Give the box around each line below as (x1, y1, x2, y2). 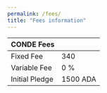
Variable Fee (11, 63, 53, 73)
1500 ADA (61, 74, 96, 84)
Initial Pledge (11, 74, 54, 84)
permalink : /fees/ (7, 10, 61, 18)
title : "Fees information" (7, 17, 87, 24)
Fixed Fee (11, 51, 44, 61)
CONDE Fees (11, 39, 55, 49)
